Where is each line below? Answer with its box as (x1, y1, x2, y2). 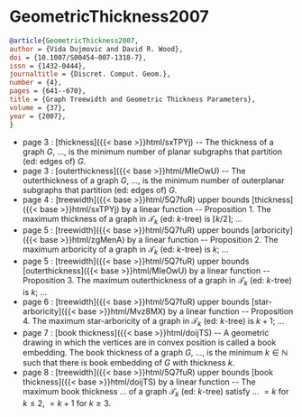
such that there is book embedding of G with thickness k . (22, 357, 235, 367)
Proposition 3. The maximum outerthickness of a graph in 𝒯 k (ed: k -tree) (22, 275, 293, 288)
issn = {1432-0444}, (9, 61, 87, 70)
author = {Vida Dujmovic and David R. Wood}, (9, 44, 183, 53)
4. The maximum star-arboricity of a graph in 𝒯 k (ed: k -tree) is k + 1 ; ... (22, 315, 285, 329)
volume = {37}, (9, 103, 67, 112)
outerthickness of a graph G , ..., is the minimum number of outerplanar (22, 174, 285, 186)
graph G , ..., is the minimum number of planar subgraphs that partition (22, 146, 283, 157)
